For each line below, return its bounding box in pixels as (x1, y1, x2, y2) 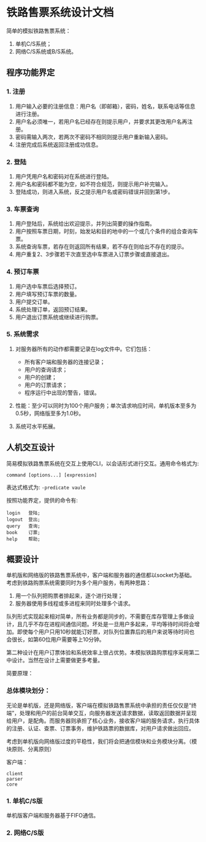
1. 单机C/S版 (6, 797, 43, 805)
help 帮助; (6, 536, 41, 542)
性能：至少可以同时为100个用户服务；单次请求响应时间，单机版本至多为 (15, 402, 197, 409)
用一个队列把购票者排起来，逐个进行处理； (15, 592, 123, 600)
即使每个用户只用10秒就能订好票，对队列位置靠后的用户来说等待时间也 (17, 628, 195, 635)
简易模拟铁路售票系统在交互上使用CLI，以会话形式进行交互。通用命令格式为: (6, 459, 199, 467)
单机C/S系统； (15, 40, 52, 47)
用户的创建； (24, 373, 57, 381)
